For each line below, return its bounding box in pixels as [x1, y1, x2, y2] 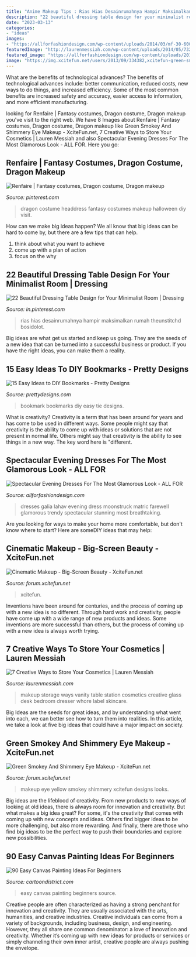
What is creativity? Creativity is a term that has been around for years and [6, 413, 184, 420]
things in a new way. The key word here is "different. [6, 438, 132, 445]
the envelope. [6, 945, 39, 951]
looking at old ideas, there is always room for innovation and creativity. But [6, 803, 185, 811]
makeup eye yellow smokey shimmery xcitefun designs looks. [20, 786, 169, 793]
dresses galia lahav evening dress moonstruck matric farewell [20, 503, 169, 510]
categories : [6, 25, 35, 31]
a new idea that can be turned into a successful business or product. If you [6, 341, 187, 348]
